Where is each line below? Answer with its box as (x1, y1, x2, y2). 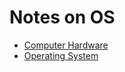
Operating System (23, 49, 99, 61)
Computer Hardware (23, 39, 109, 51)
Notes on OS (9, 6, 116, 29)
